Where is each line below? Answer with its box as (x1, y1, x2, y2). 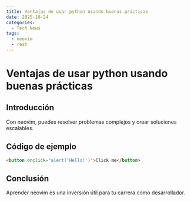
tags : (6, 31, 19, 37)
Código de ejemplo (6, 142, 76, 152)
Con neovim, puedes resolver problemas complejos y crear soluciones (6, 118, 177, 125)
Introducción (6, 102, 55, 112)
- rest (11, 42, 28, 48)
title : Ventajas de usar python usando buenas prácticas (6, 8, 149, 15)
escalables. (6, 124, 34, 131)
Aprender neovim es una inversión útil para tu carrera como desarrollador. (6, 189, 186, 196)
